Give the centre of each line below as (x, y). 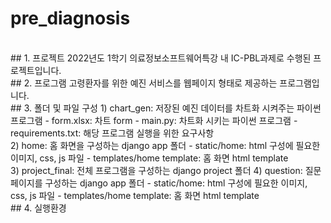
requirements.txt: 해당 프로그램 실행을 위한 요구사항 (112, 133)
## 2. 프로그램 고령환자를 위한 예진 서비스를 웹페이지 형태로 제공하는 (144, 83)
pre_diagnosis (70, 18)
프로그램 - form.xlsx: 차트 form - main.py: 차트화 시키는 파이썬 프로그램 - (154, 120)
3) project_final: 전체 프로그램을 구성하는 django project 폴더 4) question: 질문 (166, 170)
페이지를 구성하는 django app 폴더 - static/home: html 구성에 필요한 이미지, (159, 183)
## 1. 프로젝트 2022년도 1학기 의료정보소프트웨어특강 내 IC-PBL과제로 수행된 (161, 58)
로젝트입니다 (35, 70)
